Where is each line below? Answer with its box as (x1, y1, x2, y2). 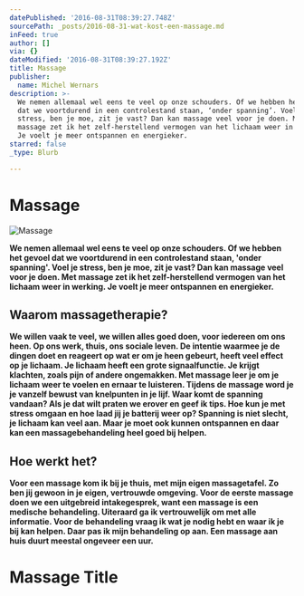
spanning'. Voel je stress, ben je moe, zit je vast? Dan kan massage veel (9, 262, 284, 273)
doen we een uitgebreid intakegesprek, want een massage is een (9, 497, 259, 508)
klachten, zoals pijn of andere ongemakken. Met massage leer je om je (9, 370, 279, 380)
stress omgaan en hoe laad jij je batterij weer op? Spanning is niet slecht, (9, 409, 289, 419)
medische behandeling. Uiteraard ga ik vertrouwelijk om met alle (9, 506, 257, 517)
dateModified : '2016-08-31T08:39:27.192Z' (9, 55, 172, 64)
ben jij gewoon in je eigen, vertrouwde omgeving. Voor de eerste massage (9, 487, 294, 498)
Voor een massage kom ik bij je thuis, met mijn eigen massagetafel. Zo (9, 477, 279, 489)
